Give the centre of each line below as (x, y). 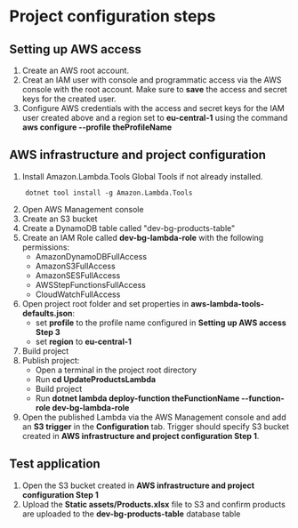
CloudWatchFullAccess (78, 294)
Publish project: (51, 360)
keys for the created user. (69, 99)
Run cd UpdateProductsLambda (96, 379)
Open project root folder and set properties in (105, 303)
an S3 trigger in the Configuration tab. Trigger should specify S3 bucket (155, 426)
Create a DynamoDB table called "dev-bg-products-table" (129, 228)
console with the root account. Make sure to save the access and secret (154, 89)
